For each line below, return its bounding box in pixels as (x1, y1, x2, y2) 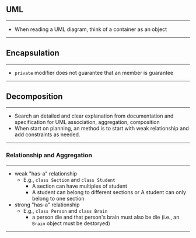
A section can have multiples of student (32, 182, 127, 189)
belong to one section (32, 195, 85, 202)
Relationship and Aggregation (6, 151, 92, 160)
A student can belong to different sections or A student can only (32, 188, 187, 195)
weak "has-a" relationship (14, 170, 78, 177)
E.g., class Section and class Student (23, 176, 116, 183)
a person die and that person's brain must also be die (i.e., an (32, 213, 180, 220)
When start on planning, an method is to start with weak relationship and (14, 125, 189, 132)
